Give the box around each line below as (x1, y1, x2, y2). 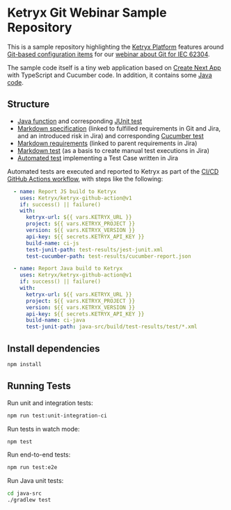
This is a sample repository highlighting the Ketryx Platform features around (7, 42, 224, 51)
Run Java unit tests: (7, 477, 64, 485)
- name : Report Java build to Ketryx (13, 265, 123, 272)
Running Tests (7, 380, 71, 392)
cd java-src (7, 490, 42, 497)
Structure (7, 99, 50, 110)
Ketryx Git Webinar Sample (7, 5, 167, 21)
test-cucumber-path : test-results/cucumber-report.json (25, 252, 191, 260)
